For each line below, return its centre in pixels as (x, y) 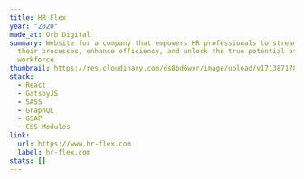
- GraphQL (36, 110)
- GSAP (30, 118)
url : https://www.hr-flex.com (74, 144)
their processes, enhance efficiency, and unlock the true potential (151, 52)
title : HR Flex (38, 18)
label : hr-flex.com (54, 152)
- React (32, 85)
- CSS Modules (44, 127)
